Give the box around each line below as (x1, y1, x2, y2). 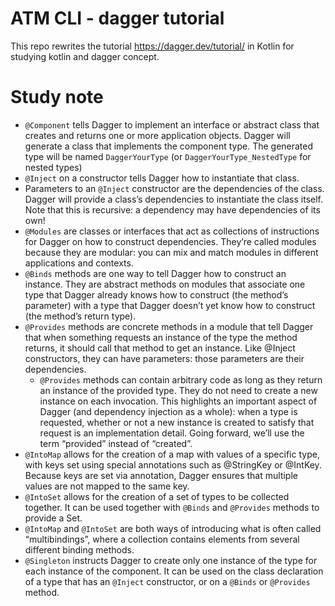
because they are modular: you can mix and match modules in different (24, 246, 319, 258)
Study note (10, 86, 104, 109)
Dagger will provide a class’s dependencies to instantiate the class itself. (24, 193, 323, 205)
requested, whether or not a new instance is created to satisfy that (39, 416, 315, 428)
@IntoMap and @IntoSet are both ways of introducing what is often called (24, 522, 322, 534)
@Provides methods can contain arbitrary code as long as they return (39, 373, 323, 386)
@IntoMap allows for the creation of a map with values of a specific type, (24, 448, 320, 460)
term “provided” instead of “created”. (39, 437, 193, 449)
